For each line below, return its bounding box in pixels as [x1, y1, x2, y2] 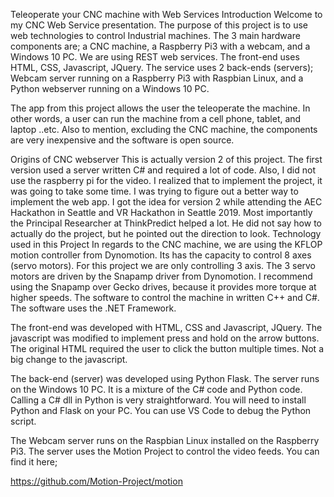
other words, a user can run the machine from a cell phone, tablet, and [10, 113, 302, 124]
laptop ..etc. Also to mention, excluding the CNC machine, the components [10, 124, 318, 135]
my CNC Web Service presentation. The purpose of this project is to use [10, 19, 308, 31]
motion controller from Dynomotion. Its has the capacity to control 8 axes [10, 249, 312, 261]
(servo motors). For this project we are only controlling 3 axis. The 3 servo [10, 260, 317, 271]
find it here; [10, 456, 58, 468]
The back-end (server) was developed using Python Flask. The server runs [10, 373, 320, 384]
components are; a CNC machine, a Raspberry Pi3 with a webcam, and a [10, 40, 311, 52]
